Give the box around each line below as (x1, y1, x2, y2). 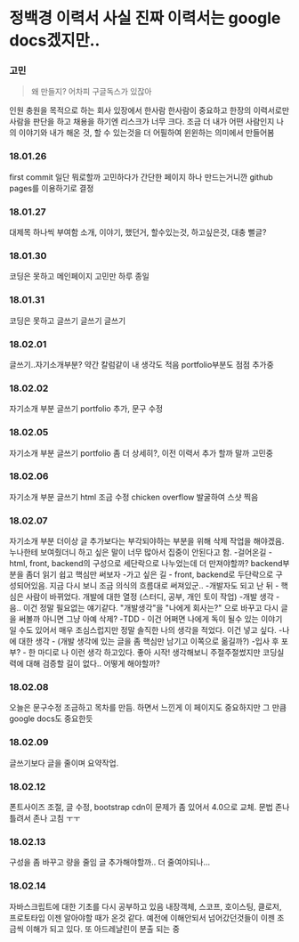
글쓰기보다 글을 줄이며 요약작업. (9, 758, 119, 768)
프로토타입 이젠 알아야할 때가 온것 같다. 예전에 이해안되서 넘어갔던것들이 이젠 (9, 912, 276, 922)
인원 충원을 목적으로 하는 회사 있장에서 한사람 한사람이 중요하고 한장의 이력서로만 (9, 105, 290, 116)
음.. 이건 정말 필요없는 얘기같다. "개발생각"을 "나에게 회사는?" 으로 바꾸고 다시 (9, 603, 279, 613)
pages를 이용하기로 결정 (9, 183, 94, 193)
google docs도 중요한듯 (9, 713, 93, 724)
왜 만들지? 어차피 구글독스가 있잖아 (30, 86, 152, 97)
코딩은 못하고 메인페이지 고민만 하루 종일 (9, 271, 149, 281)
